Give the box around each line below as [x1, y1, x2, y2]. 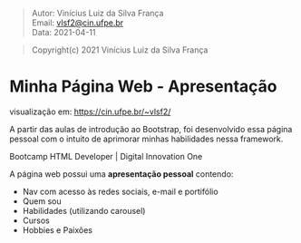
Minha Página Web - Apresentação [9, 76, 277, 97]
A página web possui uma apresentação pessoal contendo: [9, 168, 234, 180]
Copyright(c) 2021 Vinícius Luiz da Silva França [31, 44, 209, 55]
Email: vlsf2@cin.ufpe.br [31, 17, 124, 28]
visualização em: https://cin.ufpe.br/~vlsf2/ [9, 106, 171, 117]
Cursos [22, 215, 50, 226]
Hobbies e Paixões [22, 224, 93, 235]
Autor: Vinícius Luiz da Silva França [31, 8, 164, 18]
